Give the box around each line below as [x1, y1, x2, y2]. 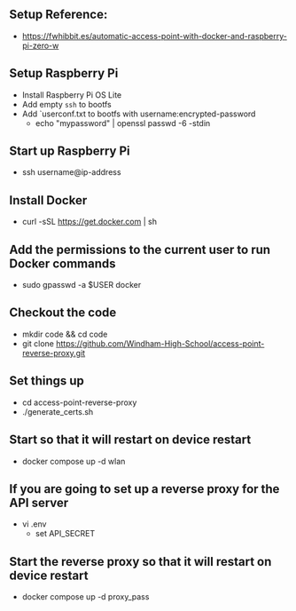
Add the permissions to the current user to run [9, 242, 271, 257]
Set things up [9, 373, 84, 389]
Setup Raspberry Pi [9, 66, 119, 81]
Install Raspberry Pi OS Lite [21, 89, 122, 100]
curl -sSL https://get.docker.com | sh [21, 217, 158, 227]
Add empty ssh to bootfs [21, 99, 113, 109]
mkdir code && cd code [21, 329, 108, 339]
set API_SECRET [35, 528, 96, 539]
